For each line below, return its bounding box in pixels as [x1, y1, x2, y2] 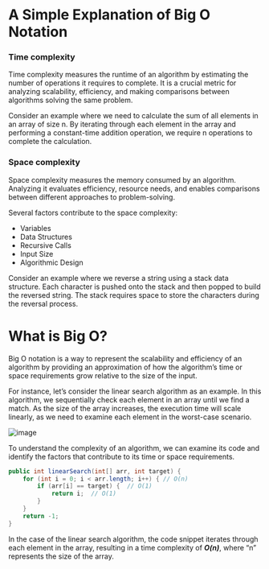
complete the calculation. [8, 137, 92, 146]
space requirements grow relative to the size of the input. [8, 370, 198, 380]
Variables [19, 223, 51, 233]
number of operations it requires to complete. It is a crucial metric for [8, 78, 237, 88]
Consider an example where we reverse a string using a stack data [8, 273, 229, 282]
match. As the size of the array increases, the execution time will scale [8, 403, 242, 413]
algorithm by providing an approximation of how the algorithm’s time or [8, 362, 243, 372]
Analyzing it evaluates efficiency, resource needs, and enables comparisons [8, 183, 260, 193]
